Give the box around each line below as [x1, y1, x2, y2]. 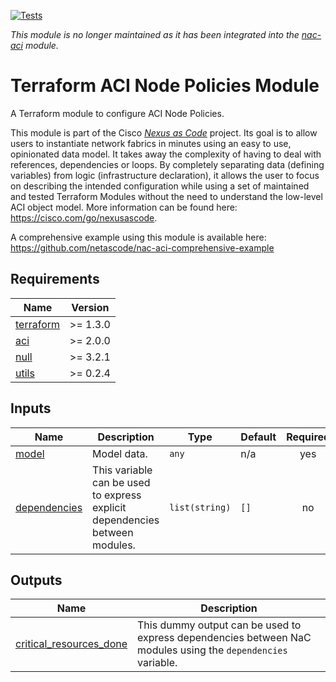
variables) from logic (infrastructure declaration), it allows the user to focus [10, 169, 320, 181]
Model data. [92, 446, 148, 460]
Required [286, 430, 331, 444]
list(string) [169, 501, 232, 513]
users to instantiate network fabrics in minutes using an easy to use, [10, 137, 292, 149]
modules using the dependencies [137, 643, 288, 657]
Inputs [10, 400, 52, 417]
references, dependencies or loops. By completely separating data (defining [10, 158, 325, 170]
